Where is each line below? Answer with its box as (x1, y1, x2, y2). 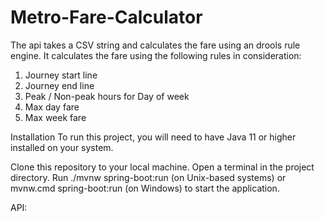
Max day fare (24, 101, 80, 113)
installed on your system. (10, 141, 114, 153)
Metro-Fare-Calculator (10, 6, 203, 29)
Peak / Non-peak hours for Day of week (24, 90, 190, 102)
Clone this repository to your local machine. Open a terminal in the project (10, 161, 315, 173)
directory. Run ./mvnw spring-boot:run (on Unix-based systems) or (10, 171, 287, 183)
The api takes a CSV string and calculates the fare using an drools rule (10, 39, 301, 51)
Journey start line (24, 69, 98, 81)
